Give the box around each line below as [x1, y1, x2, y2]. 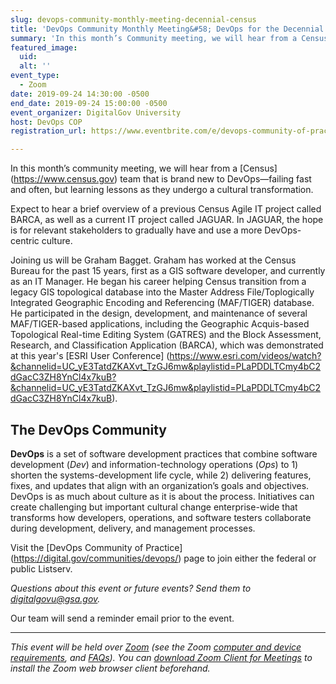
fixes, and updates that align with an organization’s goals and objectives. [10, 479, 310, 491]
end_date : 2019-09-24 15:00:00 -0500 [10, 98, 168, 108]
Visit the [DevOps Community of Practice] [10, 541, 183, 553]
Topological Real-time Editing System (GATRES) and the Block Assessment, [10, 329, 322, 341]
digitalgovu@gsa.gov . [10, 592, 101, 605]
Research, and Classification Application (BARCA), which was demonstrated [10, 339, 324, 351]
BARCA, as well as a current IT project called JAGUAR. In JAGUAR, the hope [10, 214, 324, 226]
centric [10, 235, 40, 247]
